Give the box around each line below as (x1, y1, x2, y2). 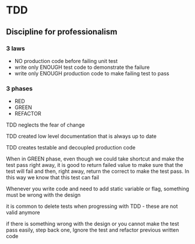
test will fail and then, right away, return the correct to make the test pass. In (6, 168, 190, 175)
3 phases (6, 84, 33, 92)
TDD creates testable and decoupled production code (6, 144, 136, 151)
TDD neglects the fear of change (6, 121, 85, 128)
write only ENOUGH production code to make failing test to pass (14, 69, 169, 76)
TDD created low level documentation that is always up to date (6, 133, 156, 140)
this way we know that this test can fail (6, 174, 99, 181)
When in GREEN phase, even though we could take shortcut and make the (6, 155, 184, 162)
